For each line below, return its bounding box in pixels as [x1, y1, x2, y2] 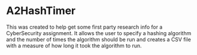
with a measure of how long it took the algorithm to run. [6, 42, 142, 49]
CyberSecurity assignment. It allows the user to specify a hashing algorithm [6, 29, 192, 36]
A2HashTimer [6, 4, 76, 18]
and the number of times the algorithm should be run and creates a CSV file [6, 36, 191, 43]
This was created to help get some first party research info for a [6, 23, 163, 30]
